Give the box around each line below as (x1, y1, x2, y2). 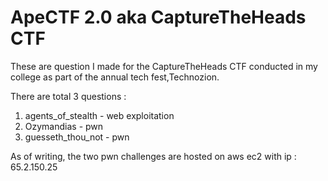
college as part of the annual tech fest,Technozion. (10, 71, 220, 83)
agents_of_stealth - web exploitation (24, 109, 175, 121)
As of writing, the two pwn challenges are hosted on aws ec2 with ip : (10, 150, 297, 162)
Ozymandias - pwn (24, 120, 104, 132)
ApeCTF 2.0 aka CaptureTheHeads (10, 6, 307, 29)
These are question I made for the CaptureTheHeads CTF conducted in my (10, 60, 318, 72)
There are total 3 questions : (10, 90, 127, 102)
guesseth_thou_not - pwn (24, 131, 130, 143)
